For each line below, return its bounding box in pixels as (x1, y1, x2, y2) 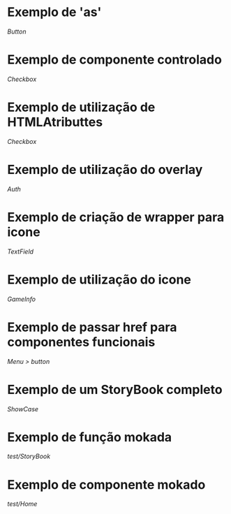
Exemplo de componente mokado (7, 476, 206, 492)
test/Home (7, 500, 38, 508)
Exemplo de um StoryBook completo (7, 381, 223, 397)
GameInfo (7, 295, 36, 303)
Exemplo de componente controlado (7, 52, 222, 68)
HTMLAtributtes (7, 115, 103, 130)
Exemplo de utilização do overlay (7, 162, 203, 177)
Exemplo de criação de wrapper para (7, 209, 225, 225)
